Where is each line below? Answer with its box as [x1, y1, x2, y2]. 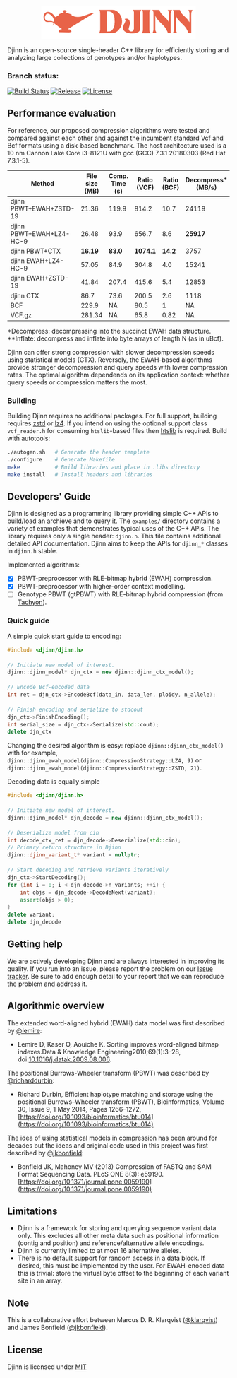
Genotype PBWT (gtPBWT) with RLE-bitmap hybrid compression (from [17, 590, 224, 599]
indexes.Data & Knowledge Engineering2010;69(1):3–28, [17, 1047, 181, 1056]
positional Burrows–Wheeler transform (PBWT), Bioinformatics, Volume [17, 1097, 224, 1106]
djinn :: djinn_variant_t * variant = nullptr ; [7, 852, 140, 859]
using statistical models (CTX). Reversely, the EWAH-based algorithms [7, 355, 213, 364]
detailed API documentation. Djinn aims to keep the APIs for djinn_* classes [7, 539, 228, 548]
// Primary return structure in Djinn [7, 844, 121, 852]
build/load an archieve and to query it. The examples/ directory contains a [7, 517, 221, 525]
